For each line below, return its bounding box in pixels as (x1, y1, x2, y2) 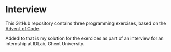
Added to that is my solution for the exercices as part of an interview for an (5, 35, 164, 41)
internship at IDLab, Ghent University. (5, 40, 85, 46)
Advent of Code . (5, 25, 40, 31)
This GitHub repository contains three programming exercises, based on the (5, 20, 166, 26)
